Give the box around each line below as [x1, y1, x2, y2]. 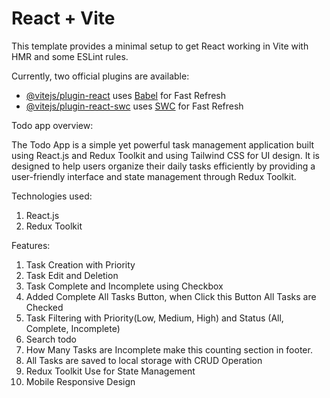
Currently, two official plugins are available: [11, 70, 190, 82]
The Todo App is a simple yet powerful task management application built [11, 138, 315, 151]
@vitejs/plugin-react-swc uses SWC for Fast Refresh [25, 100, 244, 112]
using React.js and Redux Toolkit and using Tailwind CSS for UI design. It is [11, 149, 320, 161]
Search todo [25, 333, 77, 345]
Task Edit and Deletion [25, 269, 119, 281]
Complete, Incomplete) [25, 322, 121, 334]
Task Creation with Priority [25, 258, 136, 271]
